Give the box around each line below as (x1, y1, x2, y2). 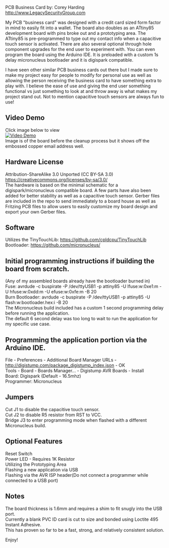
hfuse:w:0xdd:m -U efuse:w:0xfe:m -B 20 (10, 289, 97, 295)
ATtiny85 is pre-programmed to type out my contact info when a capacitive (5, 35, 161, 41)
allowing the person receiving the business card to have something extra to (5, 78, 162, 83)
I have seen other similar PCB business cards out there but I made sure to (5, 67, 158, 73)
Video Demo (5, 114, 45, 122)
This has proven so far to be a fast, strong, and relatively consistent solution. (5, 527, 164, 533)
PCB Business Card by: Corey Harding (5, 5, 85, 10)
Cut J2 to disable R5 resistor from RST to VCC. (5, 412, 102, 418)
